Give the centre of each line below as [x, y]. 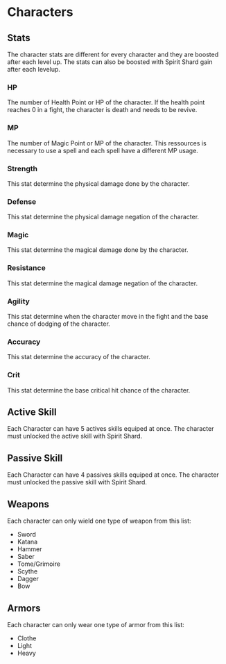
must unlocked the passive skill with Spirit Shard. [77, 482]
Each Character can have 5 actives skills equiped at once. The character [111, 429]
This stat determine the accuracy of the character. [79, 357]
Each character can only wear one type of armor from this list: [96, 624]
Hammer [30, 549]
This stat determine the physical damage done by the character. [98, 183]
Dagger [28, 579]
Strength [23, 168]
